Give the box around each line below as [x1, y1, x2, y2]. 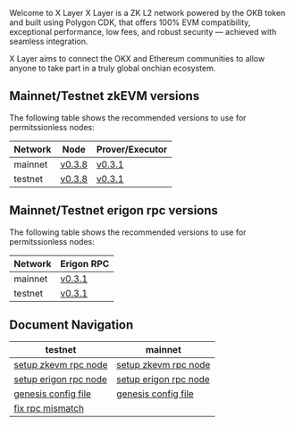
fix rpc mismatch [13, 402, 85, 414]
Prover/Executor [96, 143, 168, 155]
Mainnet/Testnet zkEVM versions [9, 88, 200, 104]
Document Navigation [9, 317, 134, 333]
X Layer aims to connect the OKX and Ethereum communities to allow [9, 54, 265, 63]
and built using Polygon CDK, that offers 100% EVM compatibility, [9, 17, 251, 28]
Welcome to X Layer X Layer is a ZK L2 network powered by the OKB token [9, 8, 286, 18]
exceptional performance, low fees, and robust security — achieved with [9, 27, 277, 37]
